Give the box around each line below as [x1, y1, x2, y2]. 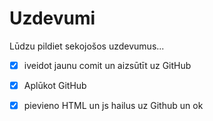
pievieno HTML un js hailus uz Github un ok [23, 100, 204, 112]
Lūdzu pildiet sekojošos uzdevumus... [9, 40, 165, 52]
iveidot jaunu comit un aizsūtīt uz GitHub [23, 59, 192, 71]
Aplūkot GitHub [23, 80, 87, 91]
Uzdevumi [9, 7, 96, 30]
